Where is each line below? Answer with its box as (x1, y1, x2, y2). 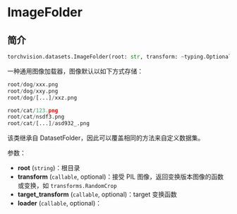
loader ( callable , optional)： (17, 199, 102, 208)
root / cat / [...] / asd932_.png (7, 120, 90, 127)
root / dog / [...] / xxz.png (7, 94, 78, 101)
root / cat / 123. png (7, 107, 59, 114)
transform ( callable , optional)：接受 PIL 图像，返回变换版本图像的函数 (17, 172, 224, 181)
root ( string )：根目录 (17, 164, 80, 172)
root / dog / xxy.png (7, 88, 59, 95)
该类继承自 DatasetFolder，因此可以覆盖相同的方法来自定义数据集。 (7, 133, 205, 142)
